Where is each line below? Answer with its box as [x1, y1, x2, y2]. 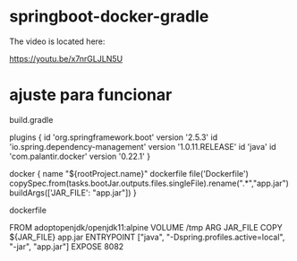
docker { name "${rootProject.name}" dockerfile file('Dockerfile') [9, 168, 249, 178]
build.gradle [9, 114, 54, 125]
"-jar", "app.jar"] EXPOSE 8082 [9, 240, 124, 252]
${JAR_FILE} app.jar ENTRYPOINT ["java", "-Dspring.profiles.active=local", [9, 231, 285, 242]
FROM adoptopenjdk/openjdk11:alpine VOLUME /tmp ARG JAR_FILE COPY [9, 222, 284, 232]
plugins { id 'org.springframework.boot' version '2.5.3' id [9, 132, 217, 143]
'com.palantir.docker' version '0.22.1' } [9, 151, 150, 161]
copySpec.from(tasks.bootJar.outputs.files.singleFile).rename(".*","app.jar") [9, 178, 289, 188]
